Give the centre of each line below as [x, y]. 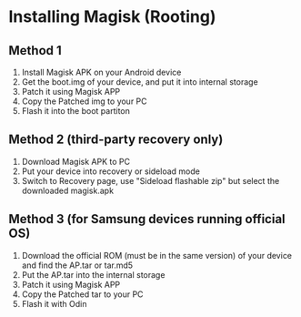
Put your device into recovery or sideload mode [111, 171]
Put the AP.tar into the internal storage [93, 274]
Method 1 [35, 51]
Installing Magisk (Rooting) [112, 17]
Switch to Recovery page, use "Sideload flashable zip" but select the [150, 180]
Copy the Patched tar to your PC [82, 294]
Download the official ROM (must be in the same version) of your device [157, 255]
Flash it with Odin [54, 303]
